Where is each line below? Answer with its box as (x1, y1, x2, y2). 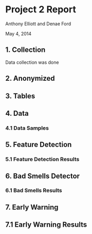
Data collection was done (5, 59, 59, 65)
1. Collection (5, 45, 46, 55)
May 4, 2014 (5, 30, 32, 37)
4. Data (5, 109, 29, 118)
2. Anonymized (5, 74, 55, 83)
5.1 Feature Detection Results (5, 156, 80, 163)
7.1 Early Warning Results (5, 220, 87, 229)
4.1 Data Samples (5, 124, 49, 132)
